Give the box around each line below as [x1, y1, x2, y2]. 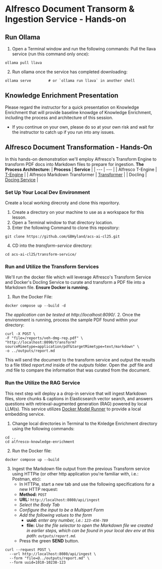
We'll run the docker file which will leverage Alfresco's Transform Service [5, 274, 151, 280]
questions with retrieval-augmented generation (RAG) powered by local [5, 401, 147, 406]
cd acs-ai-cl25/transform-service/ [5, 252, 77, 257]
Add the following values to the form [19, 512, 92, 518]
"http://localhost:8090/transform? [5, 340, 77, 345]
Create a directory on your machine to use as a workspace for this [12, 209, 144, 215]
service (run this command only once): [12, 51, 89, 57]
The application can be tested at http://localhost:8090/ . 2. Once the [5, 312, 141, 318]
